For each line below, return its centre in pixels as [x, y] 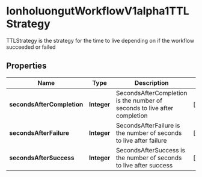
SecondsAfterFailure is [148, 125]
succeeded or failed [31, 47]
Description [151, 82]
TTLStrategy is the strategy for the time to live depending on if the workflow [100, 40]
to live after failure [142, 140]
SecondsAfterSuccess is [151, 150]
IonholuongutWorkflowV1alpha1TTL [98, 11]
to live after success [145, 165]
